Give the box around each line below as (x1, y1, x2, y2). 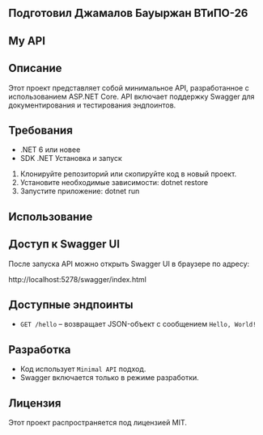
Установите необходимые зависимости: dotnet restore (19, 178, 209, 188)
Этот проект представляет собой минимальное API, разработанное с (8, 82, 249, 92)
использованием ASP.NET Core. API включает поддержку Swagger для (8, 91, 255, 101)
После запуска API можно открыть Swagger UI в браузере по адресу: (8, 259, 250, 268)
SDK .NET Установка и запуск (19, 154, 123, 163)
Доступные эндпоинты (8, 298, 134, 311)
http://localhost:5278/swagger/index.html (8, 274, 147, 284)
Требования (8, 123, 73, 137)
